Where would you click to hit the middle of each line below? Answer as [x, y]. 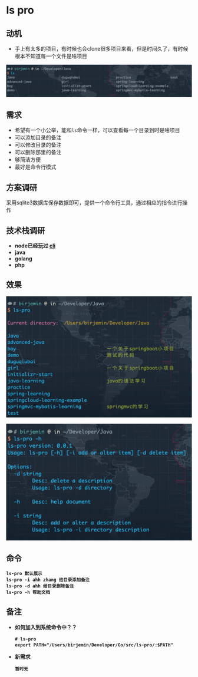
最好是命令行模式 [35, 167]
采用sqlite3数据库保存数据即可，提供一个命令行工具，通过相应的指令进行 [94, 203]
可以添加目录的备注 [38, 138]
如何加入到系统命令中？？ [46, 627]
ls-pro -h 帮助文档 [28, 592]
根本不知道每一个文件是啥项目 [51, 56]
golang [23, 259]
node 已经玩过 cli [35, 246]
